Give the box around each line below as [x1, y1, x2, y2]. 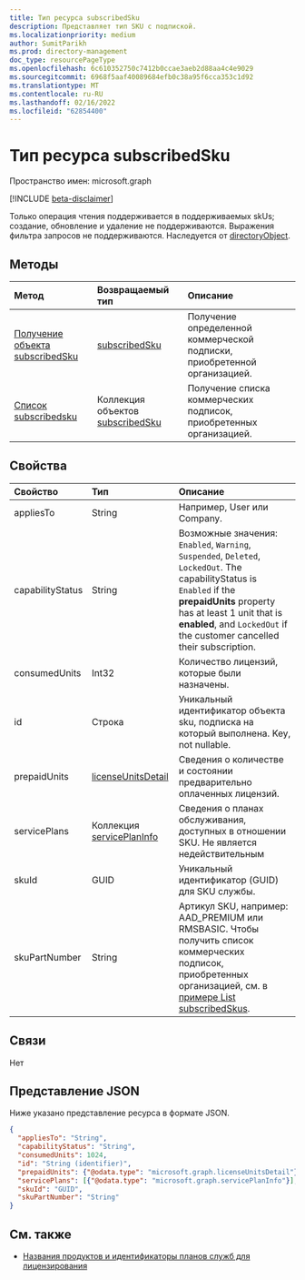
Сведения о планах [178, 801, 264, 814]
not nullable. [178, 738, 231, 751]
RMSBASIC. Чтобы [178, 922, 260, 935]
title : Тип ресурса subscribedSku [9, 13, 141, 23]
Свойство [14, 485, 59, 498]
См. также [9, 1226, 73, 1242]
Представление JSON [9, 1083, 140, 1099]
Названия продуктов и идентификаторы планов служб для [22, 1251, 251, 1261]
